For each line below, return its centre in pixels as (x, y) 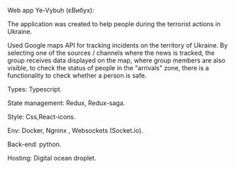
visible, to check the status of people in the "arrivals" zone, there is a (108, 68)
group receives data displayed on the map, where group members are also (116, 60)
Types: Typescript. (35, 89)
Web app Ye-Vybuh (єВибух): (51, 10)
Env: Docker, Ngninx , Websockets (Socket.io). (75, 130)
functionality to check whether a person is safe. (77, 75)
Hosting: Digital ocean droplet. (52, 158)
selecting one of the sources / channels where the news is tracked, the (111, 53)
